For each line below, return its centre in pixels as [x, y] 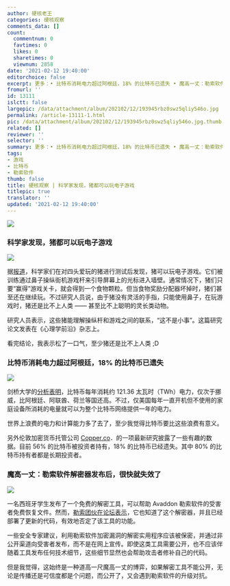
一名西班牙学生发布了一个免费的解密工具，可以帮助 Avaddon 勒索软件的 [108, 503]
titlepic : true [29, 192]
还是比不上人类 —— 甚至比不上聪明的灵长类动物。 [101, 306]
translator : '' [29, 198]
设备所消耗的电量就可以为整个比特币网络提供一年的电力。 [94, 409]
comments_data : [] [33, 26]
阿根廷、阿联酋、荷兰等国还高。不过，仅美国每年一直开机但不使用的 [121, 400]
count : [16, 33]
